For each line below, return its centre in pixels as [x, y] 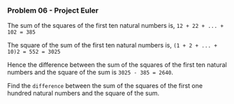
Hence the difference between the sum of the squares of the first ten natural [117, 65]
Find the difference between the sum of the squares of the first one [105, 86]
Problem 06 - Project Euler [53, 10]
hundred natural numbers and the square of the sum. [83, 94]
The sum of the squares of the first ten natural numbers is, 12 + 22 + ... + [116, 26]
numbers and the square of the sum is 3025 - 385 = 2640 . [90, 73]
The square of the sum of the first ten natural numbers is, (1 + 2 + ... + [112, 45]
